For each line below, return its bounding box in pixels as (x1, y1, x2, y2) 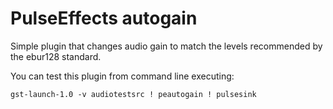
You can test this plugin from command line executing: (10, 70, 235, 82)
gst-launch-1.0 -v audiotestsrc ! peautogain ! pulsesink (10, 89, 257, 99)
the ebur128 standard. (10, 50, 102, 62)
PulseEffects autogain (10, 7, 198, 30)
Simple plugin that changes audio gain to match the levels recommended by (10, 40, 323, 52)
